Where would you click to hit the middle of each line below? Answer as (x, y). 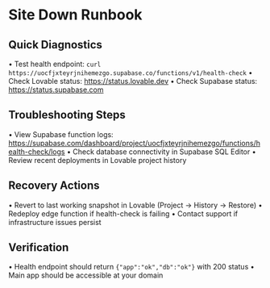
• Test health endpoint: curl (55, 64)
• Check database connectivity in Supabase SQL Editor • (161, 152)
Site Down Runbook (75, 15)
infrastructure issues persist (55, 222)
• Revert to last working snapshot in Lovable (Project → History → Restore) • (135, 205)
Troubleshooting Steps (67, 115)
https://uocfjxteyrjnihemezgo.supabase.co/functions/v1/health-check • (131, 73)
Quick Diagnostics (56, 45)
